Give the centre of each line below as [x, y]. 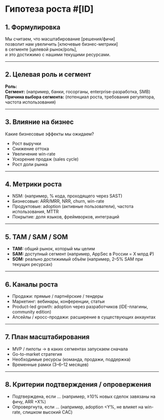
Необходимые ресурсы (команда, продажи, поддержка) [71, 359]
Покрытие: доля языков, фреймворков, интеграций [66, 217]
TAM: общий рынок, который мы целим [53, 249]
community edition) [32, 312]
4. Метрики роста [33, 184]
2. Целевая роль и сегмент [48, 75]
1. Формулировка [33, 27]
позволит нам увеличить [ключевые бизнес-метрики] [61, 44]
